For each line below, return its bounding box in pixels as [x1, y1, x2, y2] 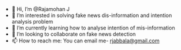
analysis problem [11, 18, 53, 25]
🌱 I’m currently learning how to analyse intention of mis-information [11, 24, 175, 31]
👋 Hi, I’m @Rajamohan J [11, 6, 70, 12]
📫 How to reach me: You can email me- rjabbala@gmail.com [11, 37, 160, 44]
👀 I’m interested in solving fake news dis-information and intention [11, 12, 172, 19]
